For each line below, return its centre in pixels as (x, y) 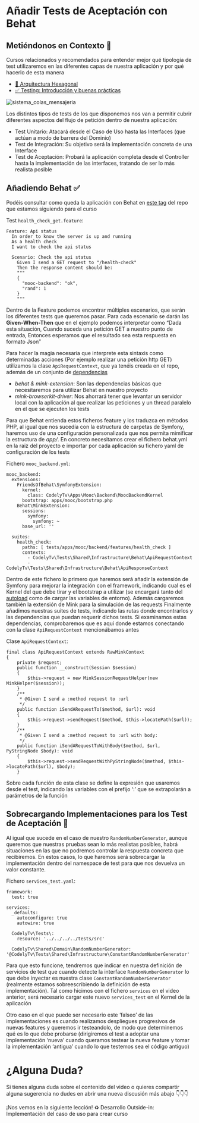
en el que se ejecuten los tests (52, 409)
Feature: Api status (32, 231)
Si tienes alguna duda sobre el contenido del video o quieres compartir (93, 1087)
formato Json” (24, 341)
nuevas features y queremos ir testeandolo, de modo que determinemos (95, 1027)
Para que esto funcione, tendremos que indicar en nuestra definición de (94, 965)
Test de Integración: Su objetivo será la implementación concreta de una (103, 144)
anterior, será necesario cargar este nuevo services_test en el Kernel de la (98, 997)
